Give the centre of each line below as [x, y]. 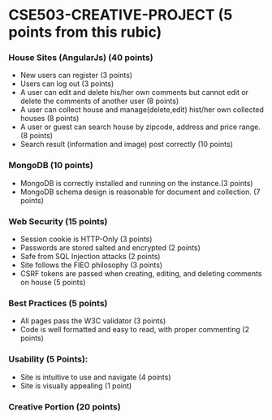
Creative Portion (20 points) [65, 406]
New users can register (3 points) [76, 76]
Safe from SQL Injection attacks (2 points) [90, 257]
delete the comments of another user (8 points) [99, 101]
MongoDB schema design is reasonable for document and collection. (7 [140, 192]
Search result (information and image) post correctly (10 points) [127, 145]
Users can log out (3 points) [67, 84]
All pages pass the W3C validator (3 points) [93, 321]
